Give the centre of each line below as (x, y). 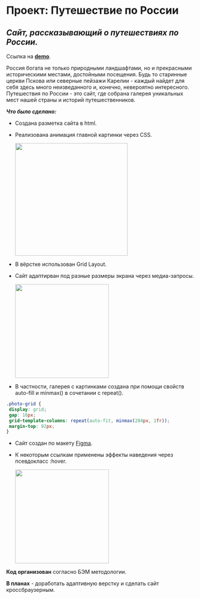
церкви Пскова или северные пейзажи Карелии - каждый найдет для (95, 81)
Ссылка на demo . (28, 56)
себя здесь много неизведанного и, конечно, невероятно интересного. (98, 87)
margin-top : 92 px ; (32, 426)
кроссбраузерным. (31, 590)
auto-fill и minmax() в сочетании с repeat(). (69, 393)
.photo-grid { (24, 404)
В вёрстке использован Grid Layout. (60, 264)
